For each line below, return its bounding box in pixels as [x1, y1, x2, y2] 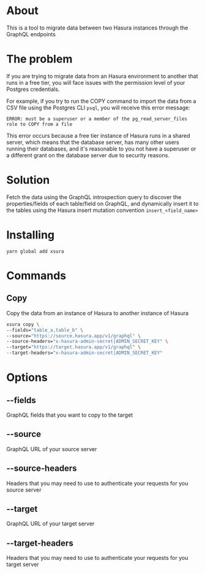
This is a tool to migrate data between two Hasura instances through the [6, 24, 188, 31]
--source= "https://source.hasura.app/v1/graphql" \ [6, 332, 141, 339]
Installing [6, 228, 55, 242]
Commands [6, 269, 67, 283]
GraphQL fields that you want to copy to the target [6, 411, 133, 419]
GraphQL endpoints [6, 30, 56, 37]
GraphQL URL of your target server [6, 520, 95, 527]
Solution [6, 173, 50, 187]
